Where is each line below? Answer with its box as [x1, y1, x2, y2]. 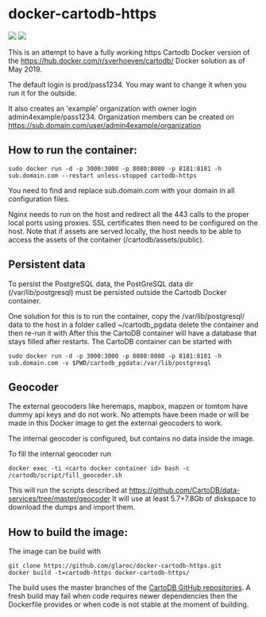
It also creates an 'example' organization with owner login [8, 103, 197, 113]
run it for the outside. [8, 88, 77, 98]
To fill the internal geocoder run [8, 449, 112, 459]
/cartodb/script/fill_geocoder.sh [8, 471, 123, 479]
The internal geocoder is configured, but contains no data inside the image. [8, 434, 256, 444]
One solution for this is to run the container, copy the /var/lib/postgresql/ [8, 311, 245, 320]
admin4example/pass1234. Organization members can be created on [8, 112, 234, 122]
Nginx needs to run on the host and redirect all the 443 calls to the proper [8, 209, 250, 219]
